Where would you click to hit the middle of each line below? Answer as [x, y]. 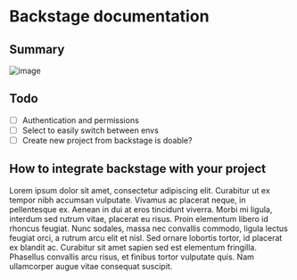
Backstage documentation [109, 16]
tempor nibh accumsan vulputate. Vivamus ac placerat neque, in [128, 200]
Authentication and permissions [81, 120]
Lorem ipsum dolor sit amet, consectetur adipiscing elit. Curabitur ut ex [140, 190]
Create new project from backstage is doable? [107, 140]
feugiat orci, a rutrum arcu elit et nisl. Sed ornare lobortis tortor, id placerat [146, 237]
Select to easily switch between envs [90, 130]
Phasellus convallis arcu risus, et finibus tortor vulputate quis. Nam [132, 257]
